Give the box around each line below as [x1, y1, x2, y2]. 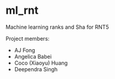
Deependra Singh [14, 65, 58, 72]
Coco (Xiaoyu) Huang [14, 59, 68, 66]
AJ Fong [14, 46, 35, 54]
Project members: [5, 35, 50, 42]
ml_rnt [5, 4, 39, 17]
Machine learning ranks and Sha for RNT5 [5, 23, 109, 31]
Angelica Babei [14, 53, 52, 60]
